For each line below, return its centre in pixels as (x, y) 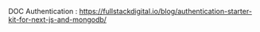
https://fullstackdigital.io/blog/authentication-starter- (166, 11)
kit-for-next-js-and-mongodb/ (58, 20)
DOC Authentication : (43, 11)
